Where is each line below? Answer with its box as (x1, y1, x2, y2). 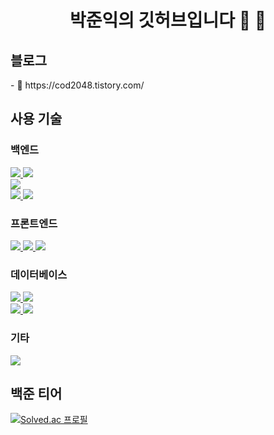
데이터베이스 (10, 267, 68, 281)
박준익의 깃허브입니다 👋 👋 (69, 9, 267, 32)
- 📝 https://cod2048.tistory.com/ (10, 79, 145, 91)
